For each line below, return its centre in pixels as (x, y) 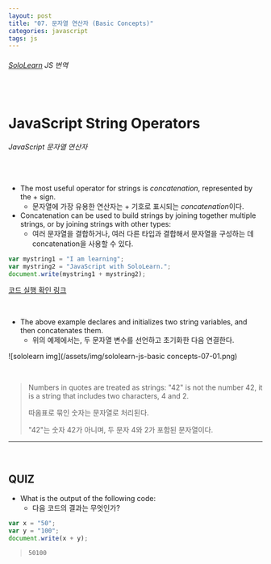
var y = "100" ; (34, 531)
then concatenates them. (61, 331)
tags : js (23, 38)
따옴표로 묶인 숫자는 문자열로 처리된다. (88, 413)
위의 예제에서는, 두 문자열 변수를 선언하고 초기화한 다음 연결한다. (133, 340)
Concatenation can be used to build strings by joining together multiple (138, 215)
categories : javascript (48, 31)
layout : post (30, 16)
